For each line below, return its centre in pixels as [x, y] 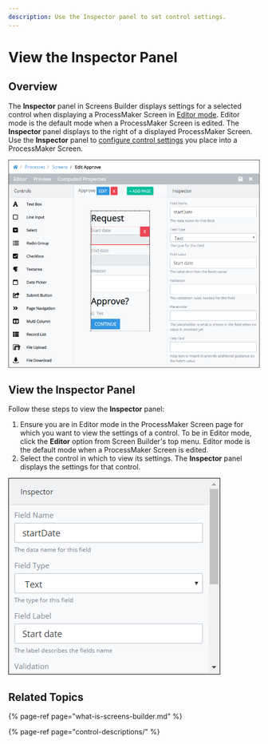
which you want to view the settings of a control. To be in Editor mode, [136, 433]
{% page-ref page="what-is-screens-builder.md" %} [96, 716]
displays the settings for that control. [80, 467]
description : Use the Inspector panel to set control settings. [117, 17]
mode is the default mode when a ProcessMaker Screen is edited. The [124, 123]
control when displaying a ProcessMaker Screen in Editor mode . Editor [124, 114]
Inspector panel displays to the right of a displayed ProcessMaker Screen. [130, 131]
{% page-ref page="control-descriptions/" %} [84, 732]
